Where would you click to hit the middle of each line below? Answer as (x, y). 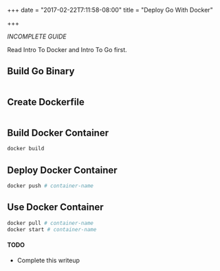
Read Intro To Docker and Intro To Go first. (67, 50)
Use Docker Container (56, 208)
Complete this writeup (48, 260)
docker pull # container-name (51, 223)
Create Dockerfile (46, 102)
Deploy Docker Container (63, 170)
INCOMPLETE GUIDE (37, 36)
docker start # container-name (52, 229)
